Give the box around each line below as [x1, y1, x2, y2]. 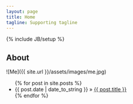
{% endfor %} [14, 92, 49, 99]
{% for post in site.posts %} [14, 80, 82, 87]
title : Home [6, 14, 35, 20]
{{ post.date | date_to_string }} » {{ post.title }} [14, 86, 127, 93]
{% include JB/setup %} [6, 36, 65, 43]
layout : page [6, 8, 38, 15]
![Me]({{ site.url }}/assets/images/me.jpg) [6, 68, 107, 75]
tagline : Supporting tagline [6, 19, 78, 25]
